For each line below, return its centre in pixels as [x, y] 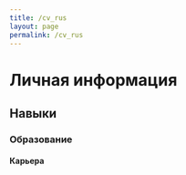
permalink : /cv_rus [46, 35]
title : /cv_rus [38, 18]
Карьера [27, 161]
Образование [41, 139]
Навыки [33, 113]
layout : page [34, 26]
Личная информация [93, 80]
